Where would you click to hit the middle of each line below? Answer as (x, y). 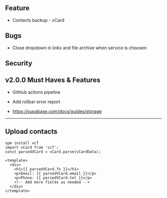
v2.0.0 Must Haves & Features (53, 80)
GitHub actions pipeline (36, 92)
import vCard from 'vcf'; (32, 147)
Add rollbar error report (36, 102)
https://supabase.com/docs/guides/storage (57, 111)
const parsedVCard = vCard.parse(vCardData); (53, 152)
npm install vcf (22, 143)
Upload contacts (31, 132)
